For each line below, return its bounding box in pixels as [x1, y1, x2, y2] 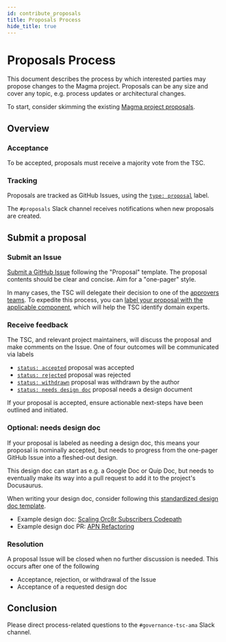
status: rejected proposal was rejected [16, 371, 131, 379]
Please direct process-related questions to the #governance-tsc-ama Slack [7, 621, 215, 629]
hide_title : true [7, 23, 57, 29]
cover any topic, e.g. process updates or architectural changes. [7, 90, 186, 98]
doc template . [7, 502, 47, 510]
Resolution [7, 539, 44, 549]
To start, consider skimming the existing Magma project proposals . [7, 103, 196, 111]
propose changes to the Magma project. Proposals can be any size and [7, 82, 208, 90]
